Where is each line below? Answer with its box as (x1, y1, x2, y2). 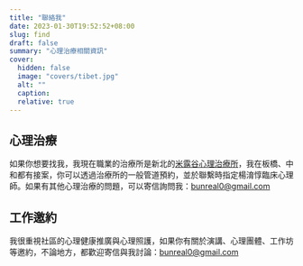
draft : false (9, 38, 59, 48)
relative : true (17, 96, 75, 106)
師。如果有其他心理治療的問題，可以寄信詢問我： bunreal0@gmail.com (9, 181, 271, 192)
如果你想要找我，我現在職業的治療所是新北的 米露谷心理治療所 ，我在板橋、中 (9, 159, 294, 170)
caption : (17, 88, 50, 97)
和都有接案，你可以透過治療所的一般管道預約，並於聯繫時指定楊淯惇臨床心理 (9, 170, 294, 180)
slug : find (9, 30, 50, 39)
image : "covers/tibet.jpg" (17, 72, 119, 81)
